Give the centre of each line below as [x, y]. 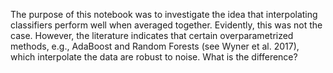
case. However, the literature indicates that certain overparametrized [152, 35]
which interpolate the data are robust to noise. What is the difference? [154, 57]
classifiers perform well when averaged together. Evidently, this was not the [166, 25]
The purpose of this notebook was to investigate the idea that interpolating [164, 14]
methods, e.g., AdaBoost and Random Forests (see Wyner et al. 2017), [155, 46]
